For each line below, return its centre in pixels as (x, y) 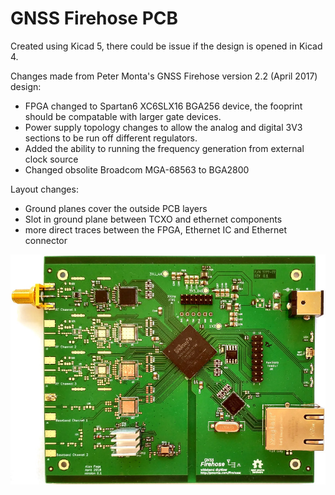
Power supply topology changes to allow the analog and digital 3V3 (163, 127)
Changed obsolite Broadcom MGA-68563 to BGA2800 (137, 169)
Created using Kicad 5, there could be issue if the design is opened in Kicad (166, 46)
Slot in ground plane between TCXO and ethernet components (153, 219)
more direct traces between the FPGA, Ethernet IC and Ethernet (156, 229)
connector (46, 240)
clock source (51, 159)
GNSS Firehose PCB (94, 18)
